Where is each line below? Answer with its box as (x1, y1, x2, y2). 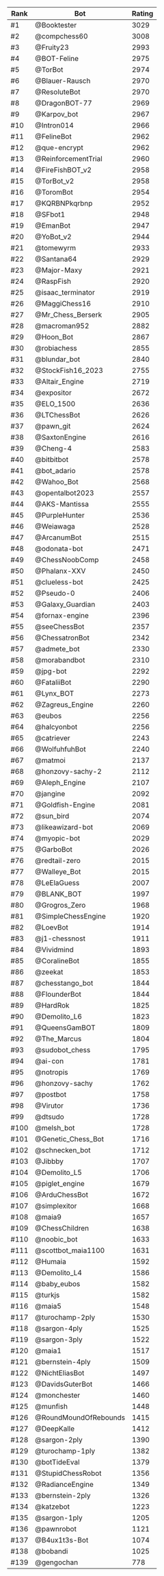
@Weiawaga (35, 522, 75, 531)
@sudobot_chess (35, 1045, 91, 1054)
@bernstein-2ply (35, 1491, 91, 1500)
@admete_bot (35, 644, 80, 653)
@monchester (35, 1391, 81, 1400)
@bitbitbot (35, 455, 69, 464)
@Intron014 (35, 121, 74, 130)
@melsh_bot (35, 1124, 75, 1132)
